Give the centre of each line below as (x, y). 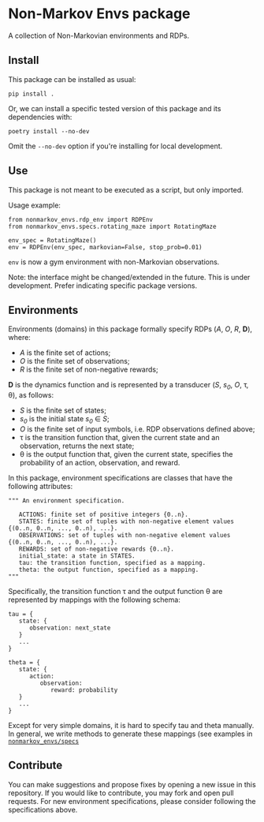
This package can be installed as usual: (72, 79)
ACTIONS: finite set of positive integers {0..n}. (104, 514)
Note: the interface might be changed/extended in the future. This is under (129, 277)
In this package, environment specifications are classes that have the (121, 477)
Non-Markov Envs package (99, 14)
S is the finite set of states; (63, 410)
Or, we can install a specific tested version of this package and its (115, 108)
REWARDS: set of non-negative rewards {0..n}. (97, 549)
